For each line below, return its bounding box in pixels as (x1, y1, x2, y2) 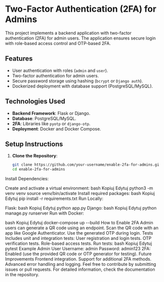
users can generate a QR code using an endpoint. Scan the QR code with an (5, 225, 159, 231)
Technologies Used (5, 97, 65, 106)
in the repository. (5, 272, 40, 278)
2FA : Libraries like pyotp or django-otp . (12, 121, 91, 127)
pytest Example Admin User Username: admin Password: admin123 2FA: (5, 246, 151, 252)
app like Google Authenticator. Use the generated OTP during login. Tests (5, 230, 153, 236)
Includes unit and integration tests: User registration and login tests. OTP (5, 236, 152, 241)
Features (5, 55, 33, 63)
